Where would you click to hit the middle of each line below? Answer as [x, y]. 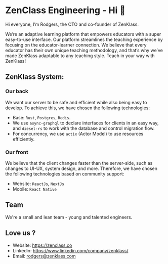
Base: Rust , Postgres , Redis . [41, 117]
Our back [17, 92]
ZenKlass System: [35, 77]
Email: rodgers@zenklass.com [44, 256]
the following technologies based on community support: [65, 173]
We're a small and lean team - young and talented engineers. [69, 217]
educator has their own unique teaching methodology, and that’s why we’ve [84, 50]
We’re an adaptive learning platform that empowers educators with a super [83, 34]
